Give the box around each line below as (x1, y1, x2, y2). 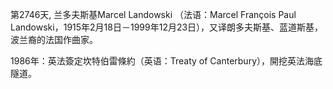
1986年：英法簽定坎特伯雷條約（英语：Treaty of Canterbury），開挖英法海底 (10, 55, 323, 67)
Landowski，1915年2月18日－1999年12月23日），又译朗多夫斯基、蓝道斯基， (10, 21, 324, 33)
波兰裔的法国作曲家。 (10, 34, 98, 45)
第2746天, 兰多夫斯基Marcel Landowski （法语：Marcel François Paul (10, 9, 297, 20)
